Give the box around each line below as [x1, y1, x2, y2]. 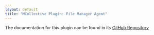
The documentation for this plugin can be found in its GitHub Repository [5, 24, 149, 30]
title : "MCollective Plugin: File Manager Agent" [5, 12, 108, 16]
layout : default [5, 7, 38, 12]
